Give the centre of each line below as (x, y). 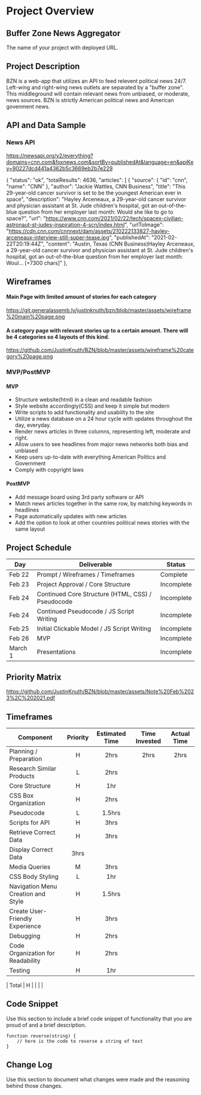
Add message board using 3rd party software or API (79, 497)
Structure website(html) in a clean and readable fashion (83, 400)
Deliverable (95, 564)
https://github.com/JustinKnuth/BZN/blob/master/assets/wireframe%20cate (100, 350)
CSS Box (22, 795)
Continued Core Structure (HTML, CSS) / (94, 594)
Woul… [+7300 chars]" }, (37, 263)
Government (30, 463)
